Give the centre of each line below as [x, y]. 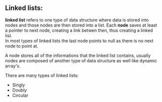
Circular [20, 95]
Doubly [19, 90]
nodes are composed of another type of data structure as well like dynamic [81, 60]
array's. [13, 66]
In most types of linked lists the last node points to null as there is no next [79, 41]
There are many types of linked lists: [42, 75]
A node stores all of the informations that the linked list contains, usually [78, 55]
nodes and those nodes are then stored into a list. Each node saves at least [81, 25]
